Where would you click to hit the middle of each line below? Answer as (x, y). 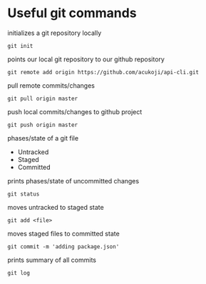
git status (24, 194)
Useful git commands (72, 13)
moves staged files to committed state (63, 233)
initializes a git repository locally (55, 33)
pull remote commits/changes (51, 85)
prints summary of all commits (52, 260)
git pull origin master (43, 98)
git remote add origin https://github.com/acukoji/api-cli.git (103, 72)
